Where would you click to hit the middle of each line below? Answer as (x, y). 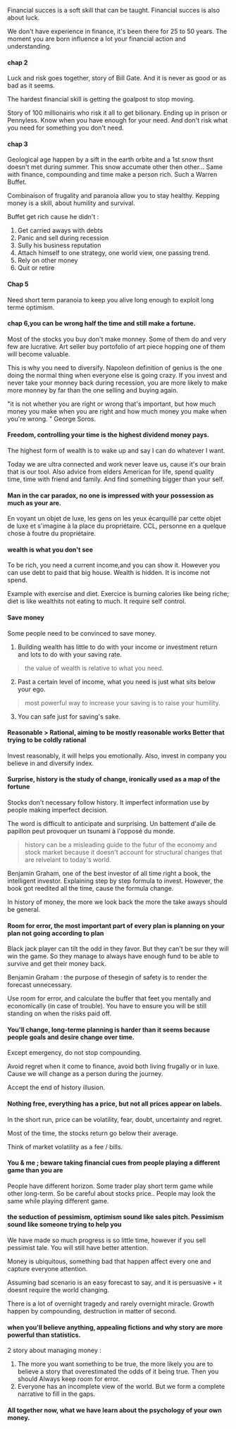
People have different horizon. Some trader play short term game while (110, 1186)
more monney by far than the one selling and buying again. (93, 390)
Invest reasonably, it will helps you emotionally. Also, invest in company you (117, 755)
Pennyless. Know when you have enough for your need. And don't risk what (118, 120)
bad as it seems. (31, 86)
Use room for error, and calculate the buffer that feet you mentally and (109, 998)
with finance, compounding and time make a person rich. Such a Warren (112, 175)
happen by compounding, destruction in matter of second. (92, 1311)
